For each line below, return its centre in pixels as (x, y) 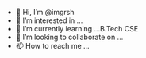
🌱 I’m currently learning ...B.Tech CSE (77, 29)
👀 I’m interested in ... (49, 20)
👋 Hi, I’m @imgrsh (45, 12)
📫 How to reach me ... (52, 46)
